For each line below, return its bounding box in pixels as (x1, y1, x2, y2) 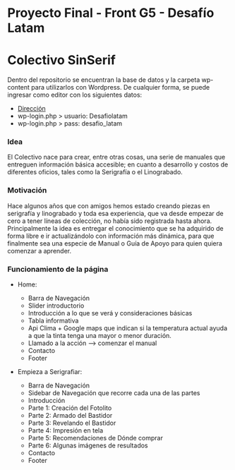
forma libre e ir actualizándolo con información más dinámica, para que (7, 231, 215, 240)
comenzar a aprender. (7, 246, 72, 255)
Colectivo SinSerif (7, 52, 116, 68)
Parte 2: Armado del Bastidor (28, 411, 113, 420)
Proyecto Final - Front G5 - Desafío (7, 5, 215, 21)
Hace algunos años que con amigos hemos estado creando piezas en (7, 201, 210, 210)
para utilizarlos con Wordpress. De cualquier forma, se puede (31, 83, 210, 92)
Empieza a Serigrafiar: (17, 368, 83, 376)
